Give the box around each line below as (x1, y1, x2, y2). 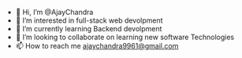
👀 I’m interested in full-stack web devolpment (15, 16, 163, 25)
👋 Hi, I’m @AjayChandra (15, 8, 94, 16)
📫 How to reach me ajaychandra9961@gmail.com (15, 42, 179, 50)
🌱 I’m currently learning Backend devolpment (15, 24, 162, 33)
